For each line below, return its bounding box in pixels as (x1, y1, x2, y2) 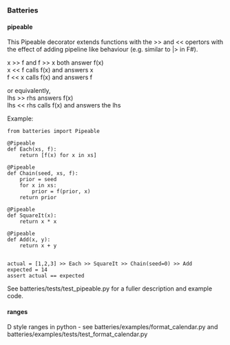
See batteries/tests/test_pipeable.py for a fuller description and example (7, 284, 212, 293)
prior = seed (19, 176, 57, 183)
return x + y (19, 242, 57, 249)
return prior (19, 194, 57, 201)
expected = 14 (7, 266, 48, 273)
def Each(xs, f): (7, 146, 57, 153)
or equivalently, (7, 87, 51, 95)
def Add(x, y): (7, 236, 51, 243)
